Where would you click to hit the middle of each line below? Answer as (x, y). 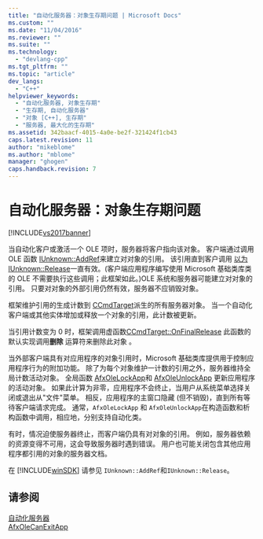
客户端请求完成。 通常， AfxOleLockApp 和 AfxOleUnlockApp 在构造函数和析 (132, 407)
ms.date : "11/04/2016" (45, 30)
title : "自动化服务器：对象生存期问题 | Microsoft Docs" (95, 15)
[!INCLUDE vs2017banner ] (50, 232)
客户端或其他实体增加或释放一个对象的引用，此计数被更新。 (104, 315)
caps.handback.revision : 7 (52, 169)
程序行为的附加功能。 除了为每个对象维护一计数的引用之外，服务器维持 (129, 367)
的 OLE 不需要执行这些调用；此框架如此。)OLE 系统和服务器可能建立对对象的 (130, 278)
